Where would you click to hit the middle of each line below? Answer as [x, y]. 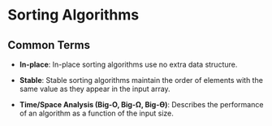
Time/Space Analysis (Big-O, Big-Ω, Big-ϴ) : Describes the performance [141, 104]
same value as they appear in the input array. [95, 89]
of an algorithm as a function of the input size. [96, 113]
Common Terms [49, 45]
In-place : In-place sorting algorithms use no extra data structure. [128, 64]
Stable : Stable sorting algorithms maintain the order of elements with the [141, 80]
